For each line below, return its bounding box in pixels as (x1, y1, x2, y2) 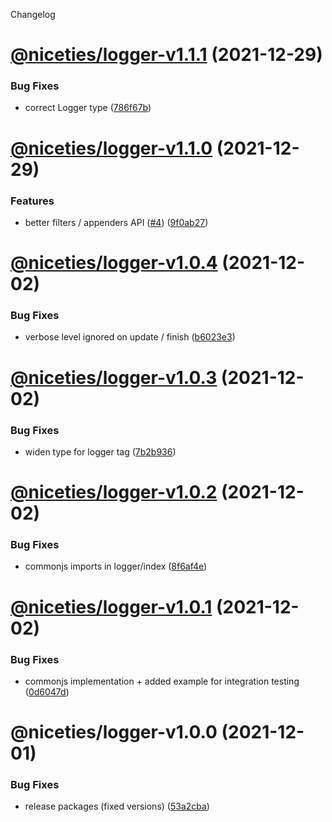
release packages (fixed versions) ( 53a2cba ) (24, 800, 210, 813)
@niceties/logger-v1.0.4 (10, 252, 218, 274)
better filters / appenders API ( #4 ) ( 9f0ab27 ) (24, 216, 209, 228)
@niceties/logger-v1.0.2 (10, 481, 218, 504)
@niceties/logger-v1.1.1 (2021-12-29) (10, 44, 323, 66)
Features (10, 194, 55, 208)
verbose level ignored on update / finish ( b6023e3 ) (24, 331, 236, 343)
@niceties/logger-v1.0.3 (10, 366, 218, 389)
